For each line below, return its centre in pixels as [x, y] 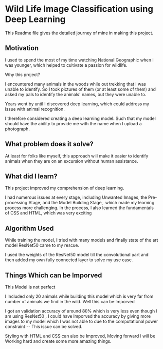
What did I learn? [31, 176]
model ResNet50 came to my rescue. [42, 245]
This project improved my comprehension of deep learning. [64, 188]
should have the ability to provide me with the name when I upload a [73, 123]
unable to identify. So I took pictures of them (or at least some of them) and [81, 89]
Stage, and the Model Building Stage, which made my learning [91, 203]
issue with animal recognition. [35, 109]
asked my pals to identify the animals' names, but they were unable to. [76, 94]
